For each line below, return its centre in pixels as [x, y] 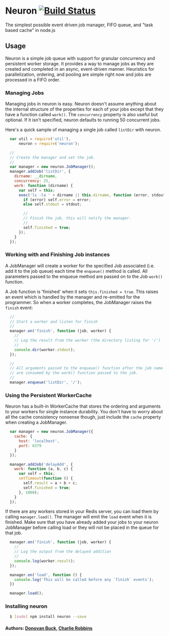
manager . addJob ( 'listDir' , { [40, 172]
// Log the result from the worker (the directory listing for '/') [88, 340]
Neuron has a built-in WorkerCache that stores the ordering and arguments [83, 406]
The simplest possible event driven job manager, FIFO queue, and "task [79, 25]
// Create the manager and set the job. [53, 157]
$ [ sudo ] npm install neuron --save [48, 617]
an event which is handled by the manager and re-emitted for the [73, 297]
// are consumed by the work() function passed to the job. [74, 373]
